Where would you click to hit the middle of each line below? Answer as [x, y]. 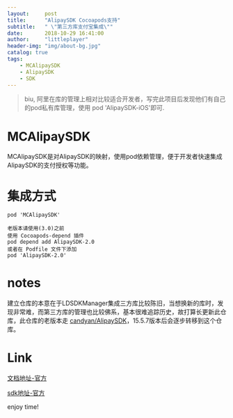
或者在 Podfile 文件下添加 [42, 249]
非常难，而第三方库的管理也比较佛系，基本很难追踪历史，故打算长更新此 [116, 312]
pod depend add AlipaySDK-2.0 [51, 242]
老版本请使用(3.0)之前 [36, 229]
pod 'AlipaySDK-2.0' [37, 256]
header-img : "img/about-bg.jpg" [54, 46]
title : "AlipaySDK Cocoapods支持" [64, 20]
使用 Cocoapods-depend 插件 [46, 236]
